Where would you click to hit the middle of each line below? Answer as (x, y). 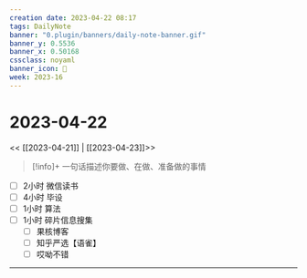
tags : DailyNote (40, 26)
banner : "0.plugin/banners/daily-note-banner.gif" (108, 35)
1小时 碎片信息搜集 (58, 220)
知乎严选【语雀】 (69, 243)
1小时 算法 (42, 208)
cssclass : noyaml (42, 60)
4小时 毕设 (42, 197)
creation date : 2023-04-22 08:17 (73, 18)
